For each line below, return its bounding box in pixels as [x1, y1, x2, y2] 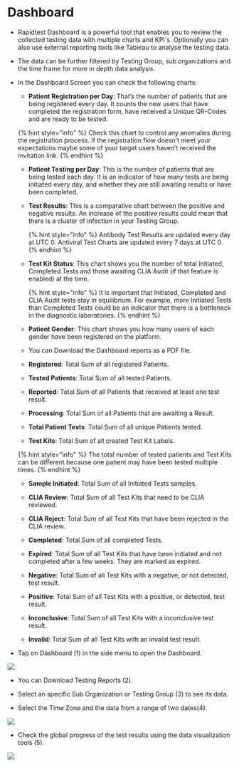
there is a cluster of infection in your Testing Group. [28, 216, 179, 225]
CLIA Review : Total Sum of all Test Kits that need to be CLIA [28, 493, 205, 501]
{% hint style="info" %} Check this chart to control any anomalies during [17, 128, 231, 137]
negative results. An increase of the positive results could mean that [28, 209, 228, 217]
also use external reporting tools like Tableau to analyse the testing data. [17, 43, 230, 51]
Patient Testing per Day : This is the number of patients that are [28, 165, 215, 173]
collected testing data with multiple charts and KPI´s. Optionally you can [17, 35, 229, 43]
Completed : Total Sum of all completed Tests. [28, 536, 164, 544]
